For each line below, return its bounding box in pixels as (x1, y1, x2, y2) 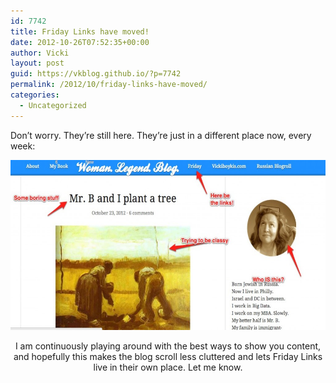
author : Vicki (10, 48, 70, 58)
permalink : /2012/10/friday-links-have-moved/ (10, 80, 208, 90)
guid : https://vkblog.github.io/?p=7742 (10, 69, 182, 79)
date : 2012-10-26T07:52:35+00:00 (10, 37, 150, 47)
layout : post (10, 58, 65, 69)
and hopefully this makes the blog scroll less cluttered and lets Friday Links (13, 350, 323, 362)
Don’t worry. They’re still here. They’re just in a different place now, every (10, 129, 312, 141)
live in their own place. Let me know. (93, 361, 243, 373)
